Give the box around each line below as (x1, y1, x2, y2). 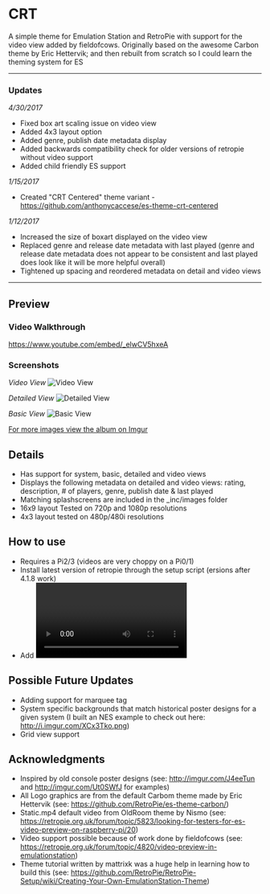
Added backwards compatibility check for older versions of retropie (19, 144, 245, 154)
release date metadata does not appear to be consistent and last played (19, 249, 259, 259)
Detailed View (8, 393, 55, 403)
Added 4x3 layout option (19, 127, 102, 137)
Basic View (8, 409, 46, 419)
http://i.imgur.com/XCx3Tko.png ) (19, 720, 130, 730)
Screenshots (8, 359, 59, 371)
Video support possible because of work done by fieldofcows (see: (19, 834, 243, 843)
